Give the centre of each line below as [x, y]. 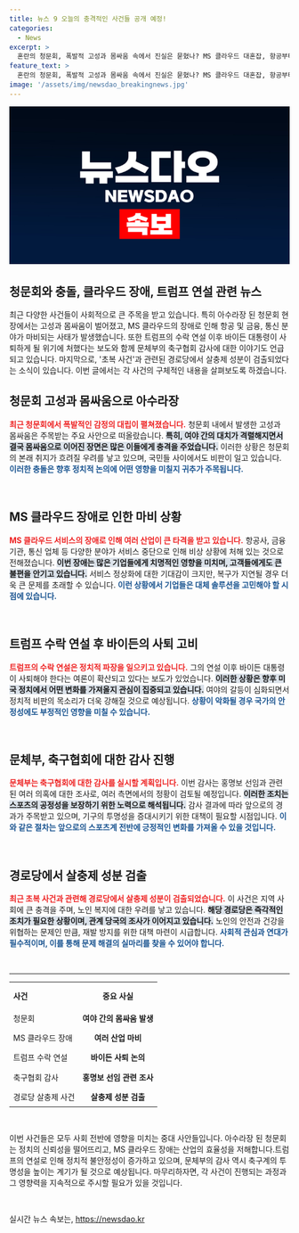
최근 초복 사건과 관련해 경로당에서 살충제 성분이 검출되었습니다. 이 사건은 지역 [142, 899]
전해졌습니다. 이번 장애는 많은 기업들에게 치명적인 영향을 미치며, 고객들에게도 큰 [145, 563]
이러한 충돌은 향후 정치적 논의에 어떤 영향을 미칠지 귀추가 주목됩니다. [126, 469]
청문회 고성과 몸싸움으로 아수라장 [94, 401]
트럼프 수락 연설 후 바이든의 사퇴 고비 [104, 644]
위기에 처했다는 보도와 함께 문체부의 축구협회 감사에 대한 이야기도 [155, 349]
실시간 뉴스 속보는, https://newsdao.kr [77, 1219]
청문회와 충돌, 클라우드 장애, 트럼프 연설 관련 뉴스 [136, 291]
